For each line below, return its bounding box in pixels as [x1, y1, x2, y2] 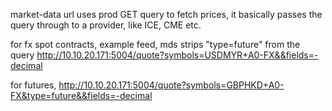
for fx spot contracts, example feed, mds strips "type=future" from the [10, 39, 301, 50]
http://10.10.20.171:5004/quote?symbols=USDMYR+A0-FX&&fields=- [36, 49, 319, 61]
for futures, [10, 79, 57, 91]
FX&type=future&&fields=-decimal [10, 90, 153, 101]
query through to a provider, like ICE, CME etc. [10, 19, 202, 31]
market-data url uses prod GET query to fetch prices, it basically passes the [10, 9, 323, 20]
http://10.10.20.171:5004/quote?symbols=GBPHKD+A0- [58, 79, 285, 91]
